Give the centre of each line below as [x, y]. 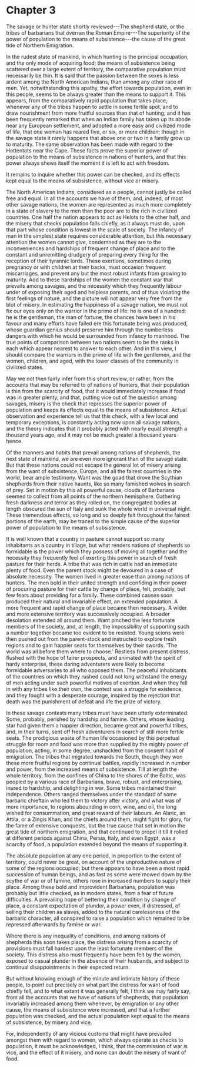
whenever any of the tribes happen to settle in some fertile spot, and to [92, 107]
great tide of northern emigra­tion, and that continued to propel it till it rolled [97, 832]
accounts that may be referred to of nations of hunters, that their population [98, 385]
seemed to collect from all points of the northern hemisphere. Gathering [93, 496]
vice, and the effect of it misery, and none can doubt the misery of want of [96, 1052]
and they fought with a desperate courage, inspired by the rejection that [93, 695]
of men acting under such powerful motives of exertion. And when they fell [97, 683]
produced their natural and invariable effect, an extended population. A [92, 601]
